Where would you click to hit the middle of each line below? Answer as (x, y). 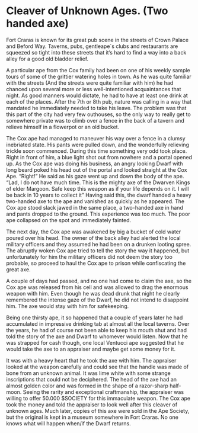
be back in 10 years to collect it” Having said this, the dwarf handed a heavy (99, 195)
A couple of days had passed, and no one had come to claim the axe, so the (99, 281)
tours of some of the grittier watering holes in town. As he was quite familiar (99, 76)
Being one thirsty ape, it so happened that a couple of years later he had (95, 317)
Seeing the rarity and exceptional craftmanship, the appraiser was (103, 392)
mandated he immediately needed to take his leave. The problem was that (96, 108)
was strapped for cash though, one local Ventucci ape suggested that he (95, 342)
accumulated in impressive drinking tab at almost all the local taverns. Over (98, 323)
